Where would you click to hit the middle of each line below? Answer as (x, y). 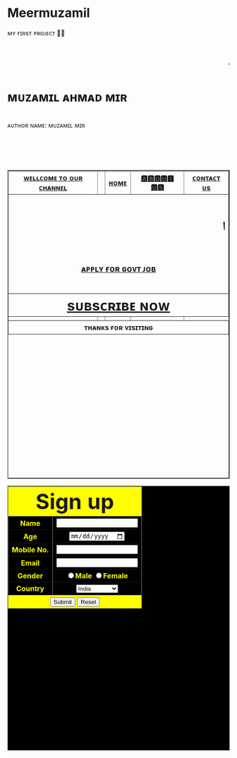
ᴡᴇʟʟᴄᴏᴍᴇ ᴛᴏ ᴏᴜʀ (53, 178)
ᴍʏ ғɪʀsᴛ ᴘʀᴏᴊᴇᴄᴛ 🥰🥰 (36, 32)
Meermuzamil (49, 13)
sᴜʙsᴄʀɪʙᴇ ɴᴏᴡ (119, 306)
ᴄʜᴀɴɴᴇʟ (53, 187)
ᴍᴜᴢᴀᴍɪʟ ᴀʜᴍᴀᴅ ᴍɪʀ (67, 97)
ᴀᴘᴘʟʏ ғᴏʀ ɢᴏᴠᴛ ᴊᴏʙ (119, 269)
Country (30, 589)
